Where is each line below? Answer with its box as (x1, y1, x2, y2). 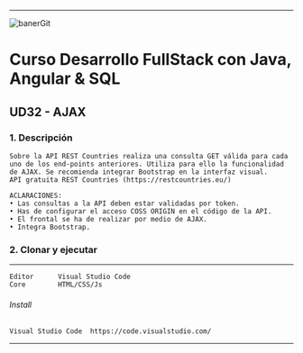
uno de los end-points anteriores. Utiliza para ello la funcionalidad (9, 159, 284, 168)
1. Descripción (9, 131, 73, 144)
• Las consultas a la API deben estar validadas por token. (9, 199, 241, 208)
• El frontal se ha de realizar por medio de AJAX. (9, 214, 207, 223)
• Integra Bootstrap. (9, 222, 91, 231)
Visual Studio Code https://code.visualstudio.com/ (9, 327, 212, 336)
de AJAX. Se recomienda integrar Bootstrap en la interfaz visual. (9, 167, 269, 176)
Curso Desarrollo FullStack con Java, (9, 50, 291, 70)
